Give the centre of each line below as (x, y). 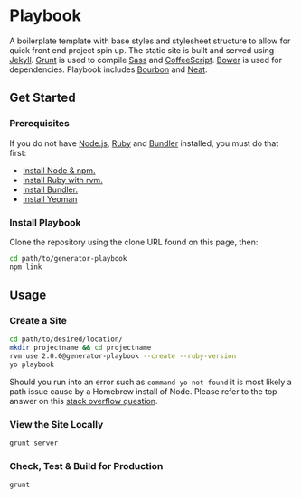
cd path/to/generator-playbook (68, 258)
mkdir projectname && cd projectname (80, 348)
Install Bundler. (50, 189)
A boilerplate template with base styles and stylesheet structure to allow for (150, 41)
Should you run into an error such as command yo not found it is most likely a (150, 382)
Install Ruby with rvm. (63, 180)
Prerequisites (39, 124)
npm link (26, 267)
